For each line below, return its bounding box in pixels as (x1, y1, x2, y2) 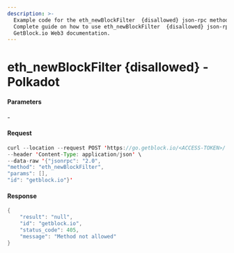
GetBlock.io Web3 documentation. (13, 29, 111, 37)
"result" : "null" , (19, 213, 73, 221)
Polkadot (7, 74, 61, 90)
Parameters (7, 98, 42, 106)
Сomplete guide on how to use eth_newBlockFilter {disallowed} (13, 23, 204, 30)
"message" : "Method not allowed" (19, 233, 117, 240)
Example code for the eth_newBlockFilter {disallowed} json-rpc (13, 17, 208, 24)
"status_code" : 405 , (19, 227, 79, 234)
